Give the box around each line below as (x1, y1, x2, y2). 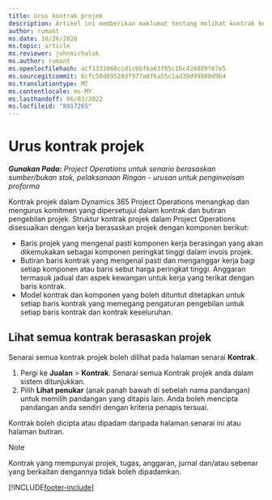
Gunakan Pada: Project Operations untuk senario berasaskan (8, 164, 216, 174)
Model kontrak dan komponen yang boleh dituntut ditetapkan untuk (19, 290, 245, 300)
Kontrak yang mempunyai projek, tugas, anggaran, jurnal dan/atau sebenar (8, 458, 258, 468)
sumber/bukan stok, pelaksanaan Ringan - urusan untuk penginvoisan (8, 173, 244, 182)
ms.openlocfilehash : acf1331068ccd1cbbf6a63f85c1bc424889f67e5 (8, 65, 227, 73)
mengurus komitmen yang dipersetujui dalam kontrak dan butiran (8, 206, 227, 216)
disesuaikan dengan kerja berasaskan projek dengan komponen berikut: (8, 223, 249, 233)
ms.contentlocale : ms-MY (8, 87, 92, 96)
